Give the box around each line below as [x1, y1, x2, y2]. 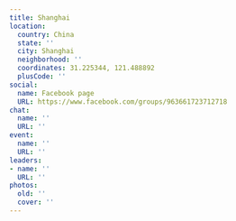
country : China [17, 30, 75, 39]
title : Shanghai [9, 13, 70, 23]
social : [9, 80, 39, 89]
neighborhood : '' [17, 55, 83, 64]
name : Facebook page [17, 88, 95, 97]
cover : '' [17, 198, 54, 207]
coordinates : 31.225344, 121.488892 [17, 64, 155, 73]
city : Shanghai [17, 47, 75, 56]
